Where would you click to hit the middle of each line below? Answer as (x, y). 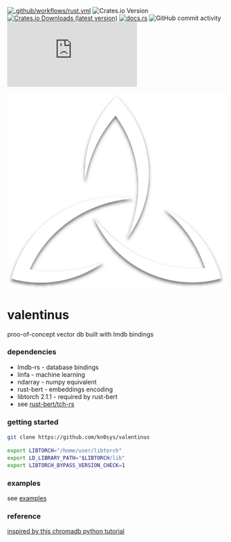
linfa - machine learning (51, 374)
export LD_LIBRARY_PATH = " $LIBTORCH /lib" (66, 458)
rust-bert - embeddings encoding (65, 389)
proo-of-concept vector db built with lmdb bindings (81, 334)
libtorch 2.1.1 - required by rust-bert (67, 396)
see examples (27, 498)
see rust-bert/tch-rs (46, 404)
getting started (33, 422)
